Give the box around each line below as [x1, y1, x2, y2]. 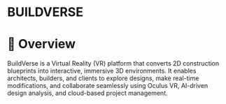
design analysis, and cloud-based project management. [7, 89, 168, 98]
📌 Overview [7, 36, 76, 52]
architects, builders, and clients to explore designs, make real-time [7, 74, 199, 82]
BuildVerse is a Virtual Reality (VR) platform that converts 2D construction [7, 59, 220, 68]
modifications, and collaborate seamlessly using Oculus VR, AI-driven [7, 82, 209, 90]
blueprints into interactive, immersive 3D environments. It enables [7, 67, 197, 75]
